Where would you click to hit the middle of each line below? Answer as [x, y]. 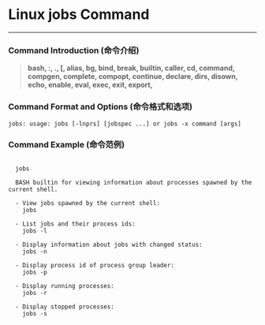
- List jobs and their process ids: [75, 224]
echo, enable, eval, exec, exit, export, [90, 85]
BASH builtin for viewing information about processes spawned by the [134, 182]
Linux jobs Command [79, 15]
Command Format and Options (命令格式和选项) [101, 106]
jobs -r [35, 293]
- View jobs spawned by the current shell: [88, 203]
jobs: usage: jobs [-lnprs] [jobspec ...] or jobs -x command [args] [125, 124]
